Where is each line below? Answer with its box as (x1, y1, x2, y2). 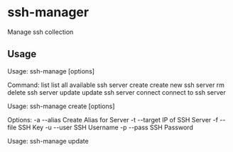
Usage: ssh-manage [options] (7, 66, 94, 75)
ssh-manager (7, 4, 90, 21)
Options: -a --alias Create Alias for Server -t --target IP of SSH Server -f (7, 115, 219, 124)
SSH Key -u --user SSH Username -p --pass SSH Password (18, 123, 193, 131)
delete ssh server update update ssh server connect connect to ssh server (7, 88, 226, 96)
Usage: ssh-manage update (7, 136, 89, 145)
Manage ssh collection (7, 28, 74, 36)
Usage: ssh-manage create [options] (7, 102, 115, 110)
